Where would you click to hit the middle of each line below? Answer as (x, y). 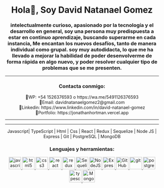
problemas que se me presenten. (82, 68)
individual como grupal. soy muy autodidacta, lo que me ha (82, 50)
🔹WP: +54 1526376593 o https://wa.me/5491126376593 (82, 97)
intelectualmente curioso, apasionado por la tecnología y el (82, 25)
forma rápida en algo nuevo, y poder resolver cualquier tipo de (82, 62)
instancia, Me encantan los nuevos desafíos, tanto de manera (82, 43)
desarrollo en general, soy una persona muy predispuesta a (82, 31)
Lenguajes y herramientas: (82, 149)
